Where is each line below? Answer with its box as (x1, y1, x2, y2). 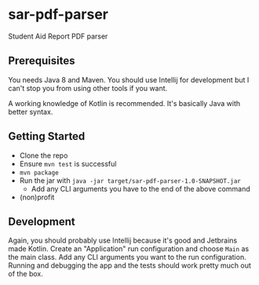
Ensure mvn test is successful (19, 159, 117, 168)
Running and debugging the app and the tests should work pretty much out (8, 261, 251, 270)
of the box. (8, 269, 43, 279)
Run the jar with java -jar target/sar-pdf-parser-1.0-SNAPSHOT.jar (19, 175, 241, 185)
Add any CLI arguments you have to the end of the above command (31, 184, 250, 193)
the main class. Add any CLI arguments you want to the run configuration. (8, 253, 246, 262)
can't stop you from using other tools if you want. (8, 83, 168, 93)
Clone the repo (19, 151, 68, 160)
